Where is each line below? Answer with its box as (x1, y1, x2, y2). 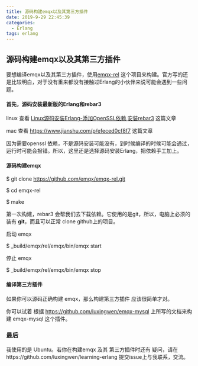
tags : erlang (6, 31, 38, 37)
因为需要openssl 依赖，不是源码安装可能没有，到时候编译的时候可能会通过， (6, 140, 193, 147)
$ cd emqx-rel (6, 187, 41, 194)
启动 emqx (6, 230, 32, 237)
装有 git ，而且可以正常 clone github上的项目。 (6, 218, 119, 225)
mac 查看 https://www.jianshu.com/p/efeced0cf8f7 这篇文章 (6, 127, 153, 134)
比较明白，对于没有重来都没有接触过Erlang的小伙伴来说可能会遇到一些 (11, 78, 183, 85)
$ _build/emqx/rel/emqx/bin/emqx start (6, 242, 102, 249)
